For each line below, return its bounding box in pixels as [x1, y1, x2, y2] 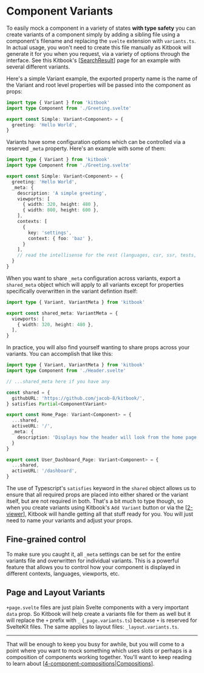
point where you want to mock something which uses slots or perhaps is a [6, 647, 192, 654]
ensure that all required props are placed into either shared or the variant [6, 491, 188, 499]
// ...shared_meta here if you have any [6, 378, 110, 384]
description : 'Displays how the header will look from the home [17, 434, 183, 440]
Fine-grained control [6, 535, 86, 545]
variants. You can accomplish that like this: [6, 350, 114, 358]
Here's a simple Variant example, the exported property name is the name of [6, 75, 198, 82]
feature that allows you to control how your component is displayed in [6, 563, 181, 570]
